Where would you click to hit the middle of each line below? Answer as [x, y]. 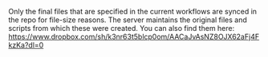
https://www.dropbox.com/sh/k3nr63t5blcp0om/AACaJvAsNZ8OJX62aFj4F [134, 36]
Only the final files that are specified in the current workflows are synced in [133, 11]
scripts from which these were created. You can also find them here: [122, 28]
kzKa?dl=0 [26, 45]
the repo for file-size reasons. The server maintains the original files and [128, 20]
